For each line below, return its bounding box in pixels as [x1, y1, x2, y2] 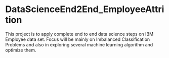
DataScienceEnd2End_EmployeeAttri [5, 4, 164, 15]
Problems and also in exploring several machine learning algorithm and [5, 41, 153, 47]
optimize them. [5, 47, 36, 53]
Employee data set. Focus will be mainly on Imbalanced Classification [5, 36, 150, 42]
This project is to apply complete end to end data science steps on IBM [5, 31, 154, 37]
